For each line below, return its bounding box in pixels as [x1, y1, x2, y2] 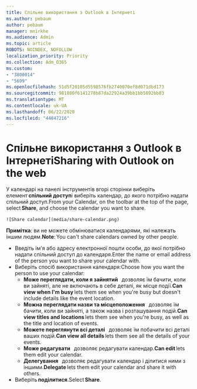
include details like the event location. [23, 295, 115, 302]
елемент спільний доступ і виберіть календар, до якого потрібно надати [6, 192, 189, 199]
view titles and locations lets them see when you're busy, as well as [23, 314, 189, 321]
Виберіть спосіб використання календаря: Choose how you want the [14, 263, 185, 271]
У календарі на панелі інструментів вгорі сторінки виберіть [6, 186, 155, 193]
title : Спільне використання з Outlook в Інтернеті [6, 9, 135, 15]
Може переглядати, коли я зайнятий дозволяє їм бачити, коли [23, 276, 186, 283]
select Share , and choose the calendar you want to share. [6, 205, 146, 212]
